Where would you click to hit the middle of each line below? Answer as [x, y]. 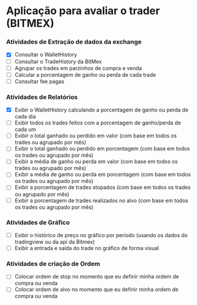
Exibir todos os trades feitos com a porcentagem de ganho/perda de [98, 123]
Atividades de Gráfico [38, 222]
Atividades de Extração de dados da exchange [74, 42]
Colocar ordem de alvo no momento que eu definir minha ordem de [96, 290]
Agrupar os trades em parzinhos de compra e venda [78, 68]
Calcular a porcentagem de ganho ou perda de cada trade [85, 74]
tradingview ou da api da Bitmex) [55, 242]
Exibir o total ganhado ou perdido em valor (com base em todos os [96, 136]
